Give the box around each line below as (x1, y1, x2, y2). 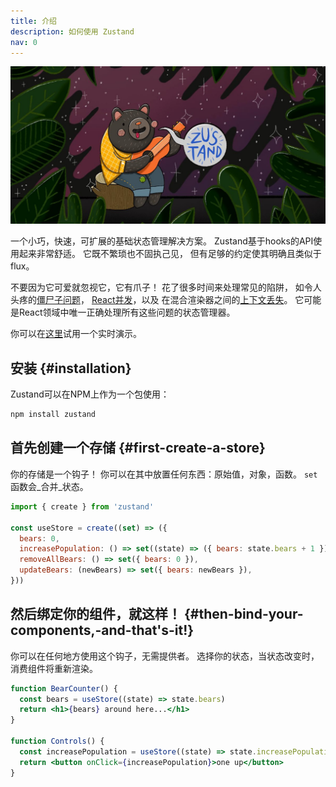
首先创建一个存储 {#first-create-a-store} (10, 440, 266, 457)
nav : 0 (10, 37, 38, 47)
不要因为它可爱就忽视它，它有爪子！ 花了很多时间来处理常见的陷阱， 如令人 (10, 281, 322, 294)
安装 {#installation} (10, 360, 132, 377)
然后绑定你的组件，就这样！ (10, 606, 182, 623)
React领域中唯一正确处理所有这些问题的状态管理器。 (18, 306, 236, 319)
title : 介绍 (10, 16, 57, 26)
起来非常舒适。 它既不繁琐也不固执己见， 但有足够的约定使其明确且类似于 (18, 248, 322, 260)
